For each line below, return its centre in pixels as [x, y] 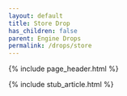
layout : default [36, 16]
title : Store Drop [39, 23]
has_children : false [43, 31]
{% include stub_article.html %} [61, 85]
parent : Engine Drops [45, 38]
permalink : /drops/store [50, 46]
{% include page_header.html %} [63, 69]
